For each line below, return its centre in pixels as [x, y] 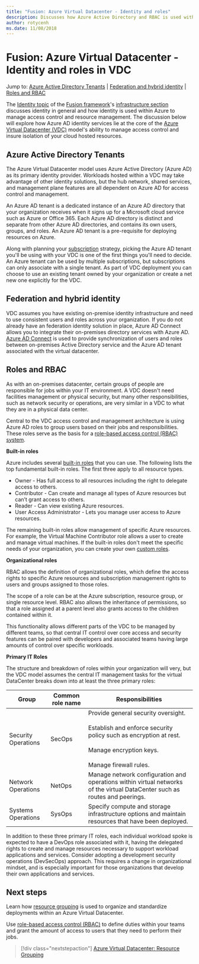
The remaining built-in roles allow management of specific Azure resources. [99, 529]
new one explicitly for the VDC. [44, 280]
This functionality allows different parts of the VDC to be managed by [91, 626]
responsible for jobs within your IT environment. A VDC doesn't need [90, 390]
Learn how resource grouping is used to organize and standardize [86, 906]
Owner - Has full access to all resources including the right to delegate [101, 480]
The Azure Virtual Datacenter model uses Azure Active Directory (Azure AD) [99, 169]
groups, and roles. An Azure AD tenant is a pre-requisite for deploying [91, 231]
